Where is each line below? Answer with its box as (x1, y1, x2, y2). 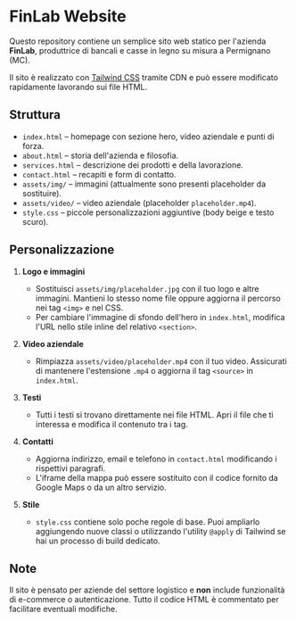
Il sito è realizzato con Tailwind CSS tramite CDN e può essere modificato (9, 71, 279, 82)
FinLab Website (9, 6, 127, 27)
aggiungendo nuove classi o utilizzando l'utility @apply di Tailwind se (35, 526, 286, 536)
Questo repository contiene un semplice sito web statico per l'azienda (9, 36, 267, 46)
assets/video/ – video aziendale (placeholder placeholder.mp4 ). (21, 197, 257, 208)
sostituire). (21, 187, 62, 198)
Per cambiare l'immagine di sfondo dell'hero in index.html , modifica (35, 311, 285, 322)
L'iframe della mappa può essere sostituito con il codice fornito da (35, 472, 278, 483)
